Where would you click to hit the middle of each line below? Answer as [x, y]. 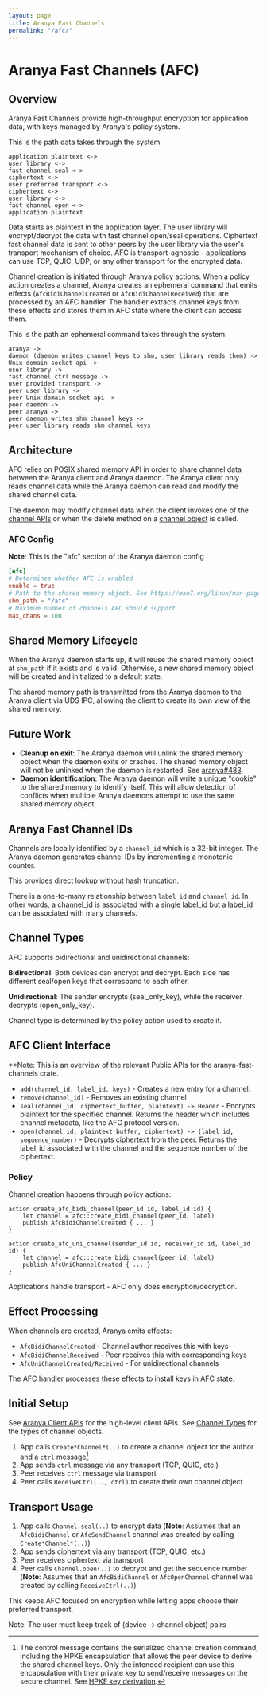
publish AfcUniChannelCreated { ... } [87, 1265]
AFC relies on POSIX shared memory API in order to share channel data [125, 469]
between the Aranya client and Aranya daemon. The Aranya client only [124, 478]
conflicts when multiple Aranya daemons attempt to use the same [127, 796]
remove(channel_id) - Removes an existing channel [103, 1097]
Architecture [41, 450]
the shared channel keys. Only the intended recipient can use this [127, 1665]
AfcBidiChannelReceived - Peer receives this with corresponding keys [133, 1355]
